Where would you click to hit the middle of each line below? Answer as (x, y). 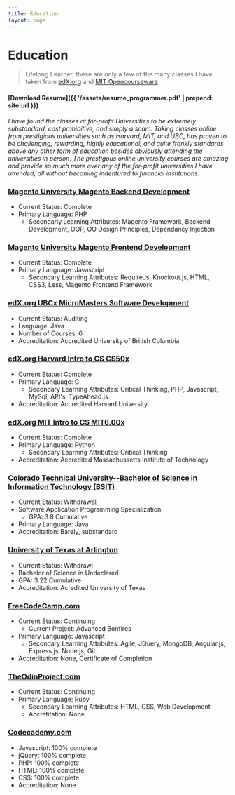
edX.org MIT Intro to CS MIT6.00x (66, 422)
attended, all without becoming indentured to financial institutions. (104, 173)
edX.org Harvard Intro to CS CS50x (69, 359)
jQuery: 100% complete (52, 755)
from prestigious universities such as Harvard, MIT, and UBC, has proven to (117, 136)
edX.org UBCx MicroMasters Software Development (99, 303)
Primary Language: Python (56, 445)
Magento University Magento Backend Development (99, 192)
